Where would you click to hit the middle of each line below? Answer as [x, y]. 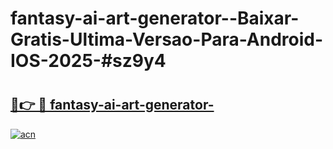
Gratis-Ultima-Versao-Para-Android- [167, 39]
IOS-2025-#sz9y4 [88, 61]
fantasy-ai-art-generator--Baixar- [155, 18]
